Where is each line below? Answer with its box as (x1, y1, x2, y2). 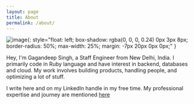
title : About (6, 14, 39, 20)
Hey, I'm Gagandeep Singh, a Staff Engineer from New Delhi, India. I (6, 54, 174, 62)
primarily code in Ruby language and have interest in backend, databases (6, 60, 188, 68)
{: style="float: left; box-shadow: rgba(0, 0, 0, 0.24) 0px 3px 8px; (27, 36, 188, 44)
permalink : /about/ (6, 20, 55, 26)
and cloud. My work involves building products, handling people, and (6, 67, 177, 74)
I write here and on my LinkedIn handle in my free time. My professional (6, 85, 184, 92)
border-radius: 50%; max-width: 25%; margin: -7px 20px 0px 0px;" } (6, 42, 177, 50)
